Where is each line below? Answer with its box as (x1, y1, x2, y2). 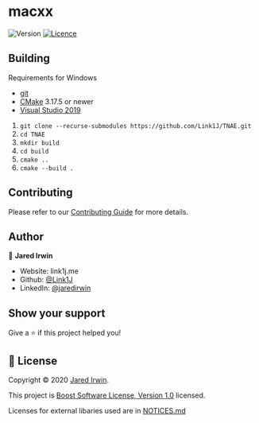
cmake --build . (19, 164, 74, 173)
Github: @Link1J (19, 275, 73, 285)
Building (8, 52, 50, 65)
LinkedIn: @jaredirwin (19, 283, 91, 293)
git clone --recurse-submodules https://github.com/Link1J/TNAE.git (19, 122, 252, 130)
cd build (19, 147, 49, 155)
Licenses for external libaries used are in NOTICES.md (8, 406, 187, 415)
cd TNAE (19, 130, 45, 138)
